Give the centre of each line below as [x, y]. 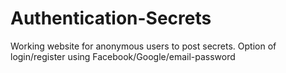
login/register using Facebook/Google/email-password [123, 56]
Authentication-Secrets [111, 18]
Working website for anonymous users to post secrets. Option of [143, 46]
